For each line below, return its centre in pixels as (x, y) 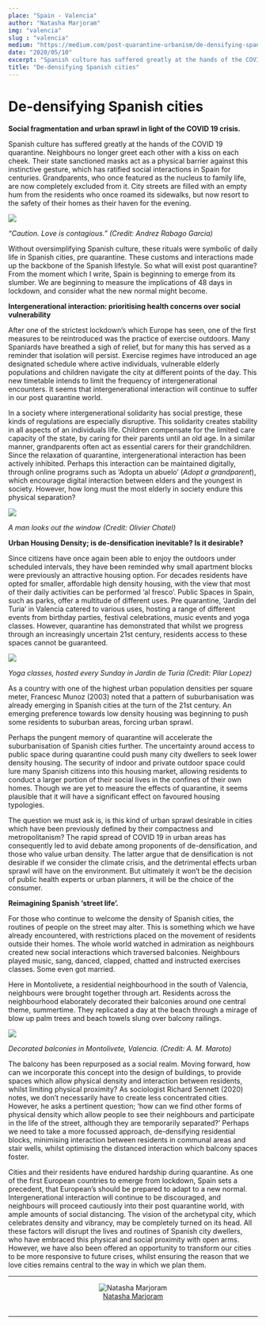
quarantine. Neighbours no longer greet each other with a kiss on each (123, 152)
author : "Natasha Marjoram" (55, 23)
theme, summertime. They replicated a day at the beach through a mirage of (133, 1010)
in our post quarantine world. (55, 397)
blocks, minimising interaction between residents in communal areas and (127, 1139)
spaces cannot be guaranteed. (58, 642)
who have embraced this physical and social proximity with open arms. (124, 1239)
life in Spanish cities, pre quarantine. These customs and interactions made (131, 257)
